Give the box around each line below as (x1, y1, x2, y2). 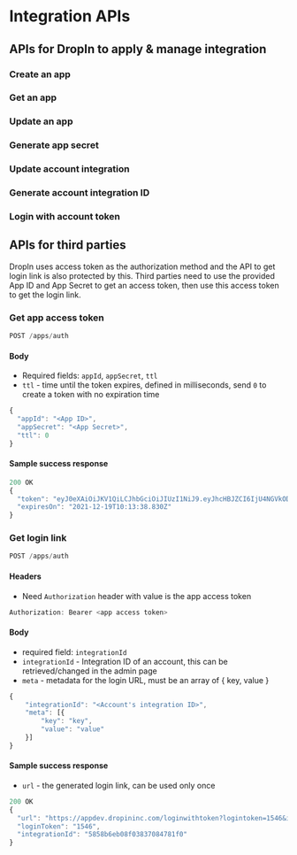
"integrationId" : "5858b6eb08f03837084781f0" (17, 830, 188, 839)
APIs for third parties (9, 237, 126, 253)
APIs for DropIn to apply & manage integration (9, 42, 267, 57)
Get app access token (9, 312, 104, 324)
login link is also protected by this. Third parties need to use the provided (9, 270, 276, 281)
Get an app (9, 91, 57, 104)
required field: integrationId (21, 646, 127, 657)
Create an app (9, 68, 71, 81)
